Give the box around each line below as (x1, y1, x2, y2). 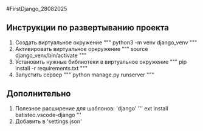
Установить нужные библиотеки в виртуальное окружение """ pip (15, 58, 187, 65)
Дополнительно (6, 89, 71, 99)
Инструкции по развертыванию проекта (6, 22, 169, 33)
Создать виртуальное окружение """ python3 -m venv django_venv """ (15, 39, 198, 46)
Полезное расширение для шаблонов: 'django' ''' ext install (15, 104, 168, 112)
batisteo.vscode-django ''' (15, 111, 82, 118)
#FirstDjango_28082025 (6, 5, 67, 12)
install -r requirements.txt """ (15, 64, 88, 72)
